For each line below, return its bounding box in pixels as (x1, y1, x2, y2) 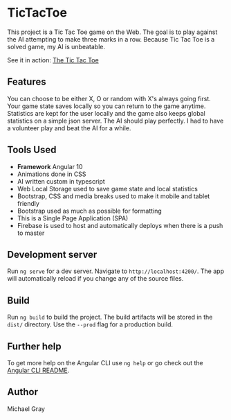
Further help (7, 340, 62, 352)
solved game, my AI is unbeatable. (7, 42, 106, 51)
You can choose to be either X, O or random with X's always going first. (7, 94, 211, 103)
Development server (7, 248, 98, 261)
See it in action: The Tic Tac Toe (7, 55, 99, 64)
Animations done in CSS (17, 170, 86, 178)
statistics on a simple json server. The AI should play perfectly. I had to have (7, 116, 224, 125)
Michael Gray (7, 404, 45, 413)
